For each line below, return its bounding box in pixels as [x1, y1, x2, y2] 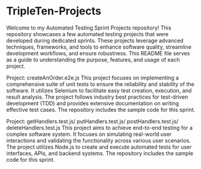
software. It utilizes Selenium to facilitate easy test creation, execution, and [6, 87, 192, 94]
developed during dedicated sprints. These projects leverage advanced [6, 37, 184, 44]
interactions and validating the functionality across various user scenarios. [6, 137, 191, 144]
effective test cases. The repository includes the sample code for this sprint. [6, 106, 196, 113]
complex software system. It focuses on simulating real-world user [6, 131, 172, 138]
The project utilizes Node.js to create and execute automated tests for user [6, 143, 192, 150]
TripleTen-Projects [6, 4, 102, 18]
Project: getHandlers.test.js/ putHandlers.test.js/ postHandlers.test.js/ [6, 117, 179, 124]
